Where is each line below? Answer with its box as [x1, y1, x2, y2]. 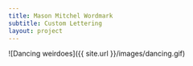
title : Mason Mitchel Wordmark [8, 11, 113, 20]
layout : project [8, 27, 63, 35]
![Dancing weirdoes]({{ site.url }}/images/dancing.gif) [8, 49, 186, 59]
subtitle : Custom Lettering [8, 19, 103, 27]
